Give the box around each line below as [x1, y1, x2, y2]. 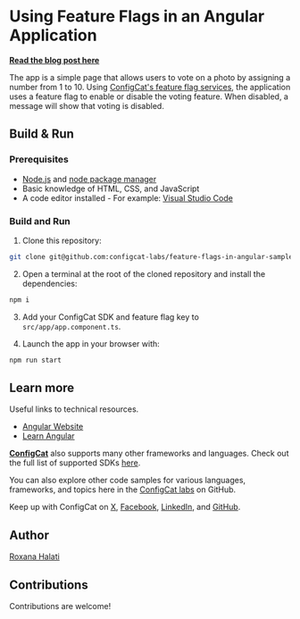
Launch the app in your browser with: [21, 338, 161, 349]
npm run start [9, 356, 62, 364]
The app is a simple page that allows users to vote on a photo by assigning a [9, 71, 291, 82]
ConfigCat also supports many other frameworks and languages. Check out [9, 448, 289, 459]
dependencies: [21, 278, 78, 289]
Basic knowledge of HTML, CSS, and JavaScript [21, 183, 200, 194]
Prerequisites [9, 154, 69, 166]
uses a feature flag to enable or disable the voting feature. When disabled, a [9, 91, 288, 102]
